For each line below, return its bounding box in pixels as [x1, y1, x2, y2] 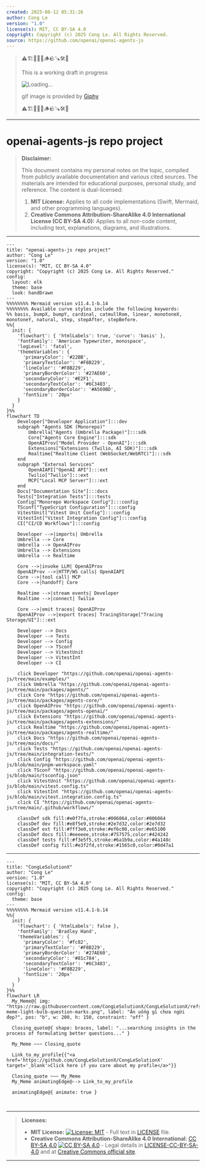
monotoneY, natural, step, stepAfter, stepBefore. [6, 316, 139, 322]
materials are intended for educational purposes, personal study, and [21, 179, 196, 187]
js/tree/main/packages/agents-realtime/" [6, 729, 114, 736]
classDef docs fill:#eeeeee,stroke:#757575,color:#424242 [17, 831, 169, 837]
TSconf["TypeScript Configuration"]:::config [17, 504, 136, 511]
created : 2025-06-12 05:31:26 [6, 9, 84, 15]
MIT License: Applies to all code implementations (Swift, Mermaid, [30, 197, 199, 205]
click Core [17, 692, 45, 698]
